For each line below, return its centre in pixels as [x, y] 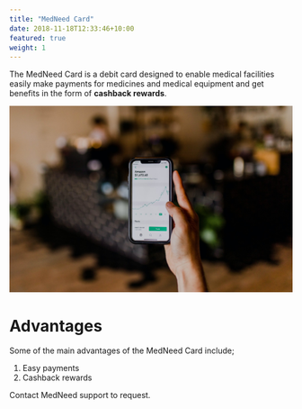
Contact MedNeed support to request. [80, 395]
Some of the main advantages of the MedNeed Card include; [122, 350]
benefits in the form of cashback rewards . [88, 94]
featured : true [38, 38]
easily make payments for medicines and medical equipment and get [137, 84]
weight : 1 [28, 48]
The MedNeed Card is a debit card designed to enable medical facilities [142, 74]
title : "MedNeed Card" [52, 19]
